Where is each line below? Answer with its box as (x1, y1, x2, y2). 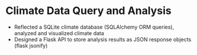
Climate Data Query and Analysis (5, 4, 172, 18)
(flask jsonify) (14, 42, 48, 49)
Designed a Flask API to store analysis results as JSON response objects (14, 36, 192, 43)
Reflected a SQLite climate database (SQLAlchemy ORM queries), (14, 23, 175, 30)
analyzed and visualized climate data (14, 29, 105, 36)
